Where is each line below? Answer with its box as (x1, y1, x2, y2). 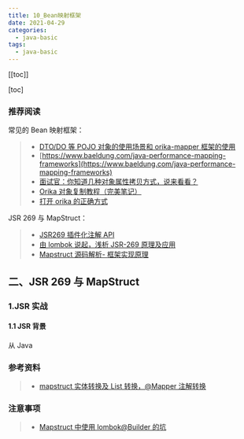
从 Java (8, 340, 33, 350)
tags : (8, 41, 26, 49)
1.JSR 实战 (8, 301, 49, 312)
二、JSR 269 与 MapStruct (8, 275, 140, 288)
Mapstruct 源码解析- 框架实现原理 (39, 249, 150, 260)
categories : (8, 26, 47, 34)
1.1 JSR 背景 (8, 322, 46, 331)
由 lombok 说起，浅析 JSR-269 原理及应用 (39, 240, 176, 249)
